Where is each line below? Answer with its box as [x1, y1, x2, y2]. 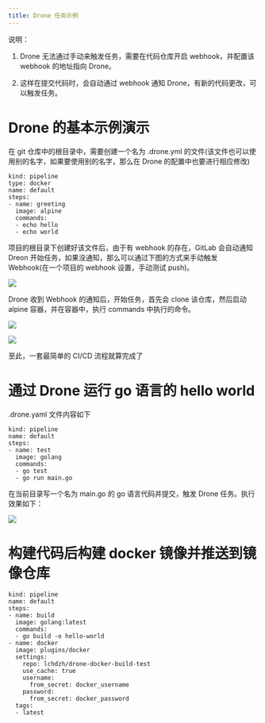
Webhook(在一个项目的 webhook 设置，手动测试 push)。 [8, 263, 194, 272]
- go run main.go [15, 474, 73, 482]
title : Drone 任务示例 [8, 11, 79, 20]
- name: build [8, 612, 56, 620]
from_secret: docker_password [29, 695, 129, 703]
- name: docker [8, 640, 59, 648]
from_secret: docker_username [29, 681, 129, 689]
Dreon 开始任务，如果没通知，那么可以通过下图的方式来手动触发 [8, 252, 218, 262]
